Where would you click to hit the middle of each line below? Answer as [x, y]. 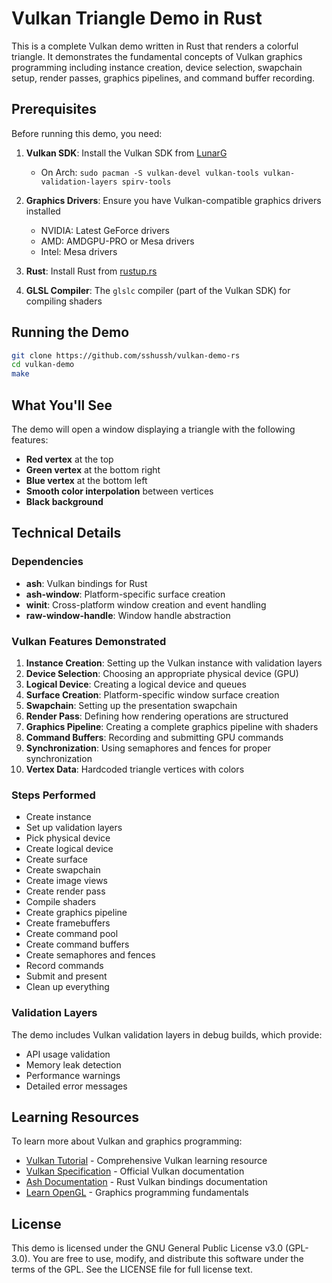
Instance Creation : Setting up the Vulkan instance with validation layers [174, 663]
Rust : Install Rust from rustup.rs [91, 271]
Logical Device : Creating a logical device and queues [136, 684]
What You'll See [62, 405]
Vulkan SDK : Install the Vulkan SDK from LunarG [126, 153]
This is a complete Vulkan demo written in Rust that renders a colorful [155, 46]
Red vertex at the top [69, 459]
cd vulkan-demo [43, 365]
